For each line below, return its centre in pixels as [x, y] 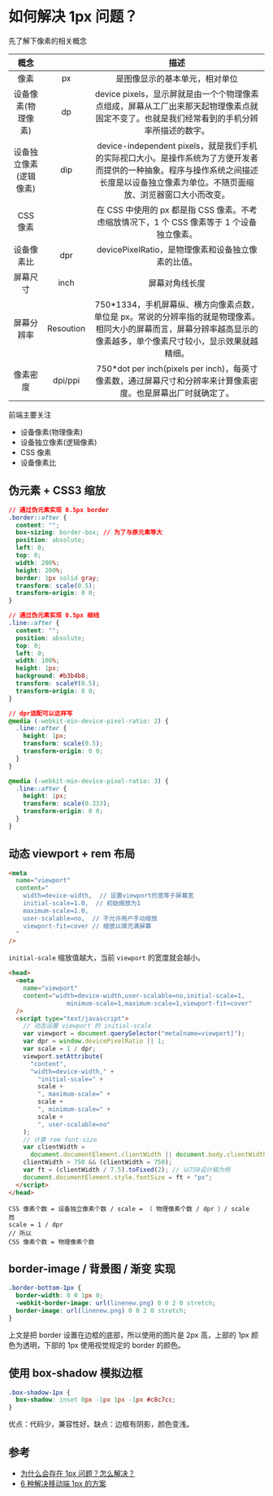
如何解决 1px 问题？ [73, 17]
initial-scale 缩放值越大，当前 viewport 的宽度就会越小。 [107, 958]
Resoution [67, 328]
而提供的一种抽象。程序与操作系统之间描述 [177, 170]
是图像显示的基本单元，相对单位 [177, 78]
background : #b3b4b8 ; [52, 676]
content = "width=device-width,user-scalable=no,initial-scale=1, [134, 995]
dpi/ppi [66, 380]
